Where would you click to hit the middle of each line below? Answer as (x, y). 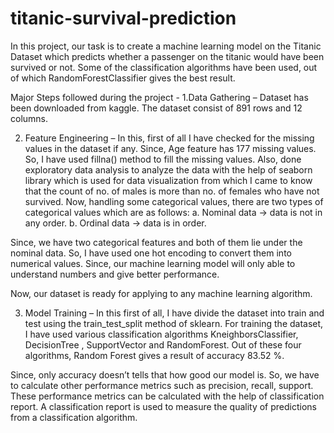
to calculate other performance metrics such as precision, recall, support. (162, 385)
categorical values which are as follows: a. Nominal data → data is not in (173, 212)
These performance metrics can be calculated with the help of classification (167, 396)
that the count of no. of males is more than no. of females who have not (172, 191)
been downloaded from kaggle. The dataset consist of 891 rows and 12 (156, 108)
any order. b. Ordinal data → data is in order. (115, 223)
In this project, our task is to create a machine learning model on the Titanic (166, 46)
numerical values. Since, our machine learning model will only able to (153, 263)
